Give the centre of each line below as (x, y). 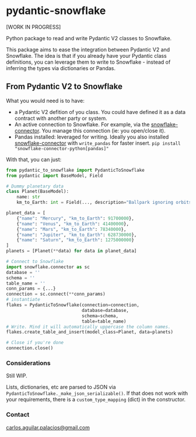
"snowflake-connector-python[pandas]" (62, 148)
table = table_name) (104, 321)
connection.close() (30, 348)
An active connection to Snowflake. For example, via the (82, 124)
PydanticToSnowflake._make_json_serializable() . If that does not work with (97, 393)
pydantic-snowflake (56, 11)
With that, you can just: (34, 159)
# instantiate (23, 300)
